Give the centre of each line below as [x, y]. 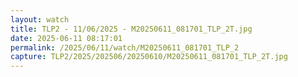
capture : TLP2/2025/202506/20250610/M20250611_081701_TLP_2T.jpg [149, 57]
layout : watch [40, 19]
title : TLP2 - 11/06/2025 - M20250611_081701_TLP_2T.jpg [131, 29]
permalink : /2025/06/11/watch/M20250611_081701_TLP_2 [125, 47]
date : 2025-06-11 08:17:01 [66, 38]
